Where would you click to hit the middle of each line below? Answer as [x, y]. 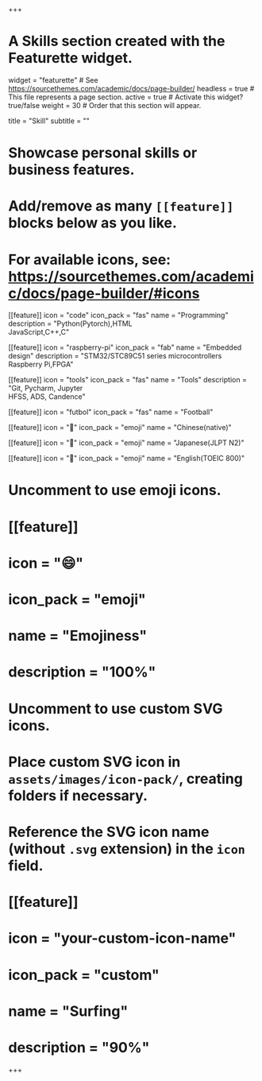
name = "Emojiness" [78, 636]
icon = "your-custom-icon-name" [122, 938]
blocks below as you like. [92, 223]
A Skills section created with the [117, 41]
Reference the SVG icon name [109, 832]
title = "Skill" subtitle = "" [49, 121]
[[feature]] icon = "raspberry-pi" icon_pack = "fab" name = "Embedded [125, 347]
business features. [71, 170]
